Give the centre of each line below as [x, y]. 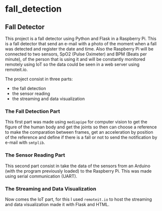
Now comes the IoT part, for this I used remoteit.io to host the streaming [79, 199]
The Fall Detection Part [33, 111]
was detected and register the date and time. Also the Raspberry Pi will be [79, 49]
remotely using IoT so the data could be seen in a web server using [72, 64]
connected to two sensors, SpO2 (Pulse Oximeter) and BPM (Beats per [76, 54]
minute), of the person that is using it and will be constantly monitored [75, 59]
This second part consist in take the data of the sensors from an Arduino [78, 166]
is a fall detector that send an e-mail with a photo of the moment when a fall [81, 44]
